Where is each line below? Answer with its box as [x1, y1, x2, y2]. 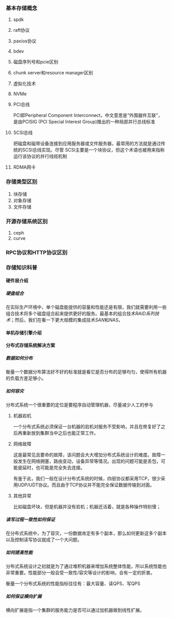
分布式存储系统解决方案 [6, 342, 55, 348]
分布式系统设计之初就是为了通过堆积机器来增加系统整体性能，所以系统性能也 [6, 563, 167, 569]
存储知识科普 [6, 264, 38, 271]
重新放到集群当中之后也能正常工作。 [22, 430, 99, 436]
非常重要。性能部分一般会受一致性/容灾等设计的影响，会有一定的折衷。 [6, 570, 155, 576]
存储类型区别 [6, 178, 38, 186]
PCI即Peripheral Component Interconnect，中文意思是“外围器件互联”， [13, 112, 163, 118]
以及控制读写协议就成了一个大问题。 [6, 537, 82, 543]
